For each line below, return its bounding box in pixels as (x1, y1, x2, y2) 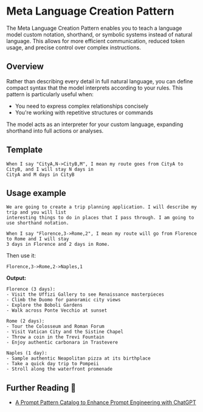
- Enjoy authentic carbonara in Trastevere (6, 340, 119, 346)
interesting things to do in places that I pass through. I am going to (6, 215, 194, 221)
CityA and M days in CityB (6, 172, 75, 178)
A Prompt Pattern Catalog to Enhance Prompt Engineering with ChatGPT (15, 399, 196, 406)
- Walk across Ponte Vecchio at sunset (6, 307, 108, 314)
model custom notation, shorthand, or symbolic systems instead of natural (6, 30, 193, 38)
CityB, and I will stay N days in (6, 166, 94, 172)
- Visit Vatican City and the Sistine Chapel (6, 329, 123, 335)
